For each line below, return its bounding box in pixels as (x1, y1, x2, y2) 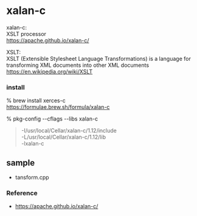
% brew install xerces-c (6, 97, 66, 104)
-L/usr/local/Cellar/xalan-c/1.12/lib (21, 133, 106, 141)
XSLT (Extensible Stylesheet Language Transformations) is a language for (6, 55, 192, 62)
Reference (6, 189, 38, 197)
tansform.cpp (15, 174, 50, 181)
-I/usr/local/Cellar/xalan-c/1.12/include (21, 127, 117, 134)
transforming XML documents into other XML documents (6, 61, 150, 69)
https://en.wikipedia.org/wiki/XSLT (6, 68, 93, 75)
